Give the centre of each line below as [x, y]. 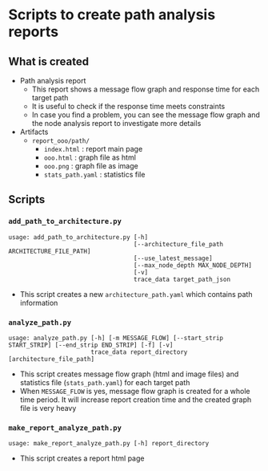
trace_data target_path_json [182, 279]
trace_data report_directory [139, 352]
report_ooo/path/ [61, 141]
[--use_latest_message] [173, 258]
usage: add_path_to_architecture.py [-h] [78, 237]
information [39, 302]
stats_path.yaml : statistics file [94, 175]
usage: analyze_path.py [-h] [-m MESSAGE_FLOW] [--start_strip [116, 338]
